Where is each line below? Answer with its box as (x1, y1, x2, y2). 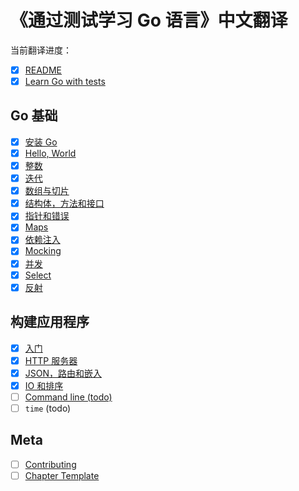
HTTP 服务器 (24, 354, 78, 366)
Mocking (24, 245, 62, 257)
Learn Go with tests (24, 76, 106, 87)
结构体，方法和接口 (24, 197, 105, 210)
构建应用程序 (10, 314, 90, 331)
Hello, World (24, 147, 77, 159)
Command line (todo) (24, 391, 113, 403)
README (24, 64, 63, 76)
